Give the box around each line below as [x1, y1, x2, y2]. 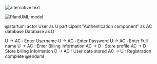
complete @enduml [5, 53, 44, 59]
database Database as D [5, 29, 55, 34]
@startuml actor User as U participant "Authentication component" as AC [5, 23, 152, 29]
